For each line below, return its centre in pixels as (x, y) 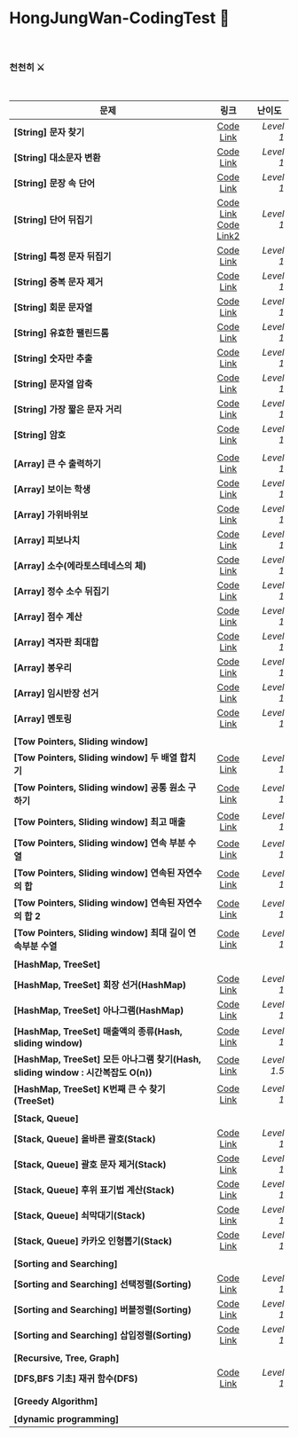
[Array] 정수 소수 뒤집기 (61, 592)
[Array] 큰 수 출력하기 (58, 464)
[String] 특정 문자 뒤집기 (63, 256)
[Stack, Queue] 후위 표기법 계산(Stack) (94, 1190)
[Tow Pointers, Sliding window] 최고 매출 (100, 822)
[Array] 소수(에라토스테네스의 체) (80, 566)
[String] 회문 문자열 (53, 308)
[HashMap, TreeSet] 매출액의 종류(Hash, (98, 1032)
